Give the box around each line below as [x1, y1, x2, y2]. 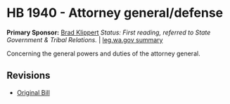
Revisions [6, 70, 51, 82]
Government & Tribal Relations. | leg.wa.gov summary [6, 35, 163, 44]
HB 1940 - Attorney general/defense [6, 5, 224, 21]
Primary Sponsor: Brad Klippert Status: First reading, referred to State [6, 28, 211, 37]
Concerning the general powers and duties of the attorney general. [6, 49, 201, 58]
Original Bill [16, 88, 51, 96]
